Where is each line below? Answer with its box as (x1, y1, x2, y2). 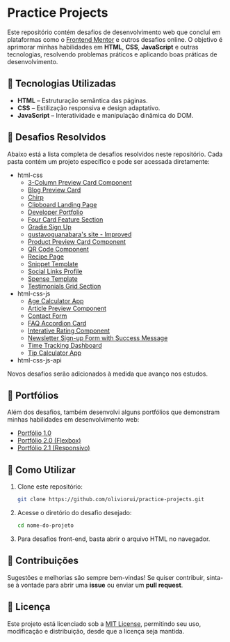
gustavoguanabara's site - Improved (27, 230, 132, 238)
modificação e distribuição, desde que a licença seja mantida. (7, 627, 185, 635)
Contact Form (27, 312, 67, 320)
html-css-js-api (17, 356, 63, 364)
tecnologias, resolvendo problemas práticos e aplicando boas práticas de (7, 50, 217, 59)
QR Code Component (27, 245, 89, 253)
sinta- (206, 573, 224, 581)
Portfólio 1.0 (17, 429, 52, 437)
